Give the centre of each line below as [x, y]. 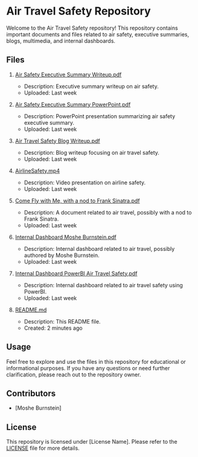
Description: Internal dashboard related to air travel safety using [103, 285]
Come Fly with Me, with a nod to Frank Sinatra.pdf [77, 201]
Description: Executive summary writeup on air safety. [91, 86]
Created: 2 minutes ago [53, 328]
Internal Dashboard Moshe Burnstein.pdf [65, 237]
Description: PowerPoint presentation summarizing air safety [100, 116]
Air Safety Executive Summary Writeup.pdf [68, 75]
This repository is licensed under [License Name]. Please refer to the [92, 442]
